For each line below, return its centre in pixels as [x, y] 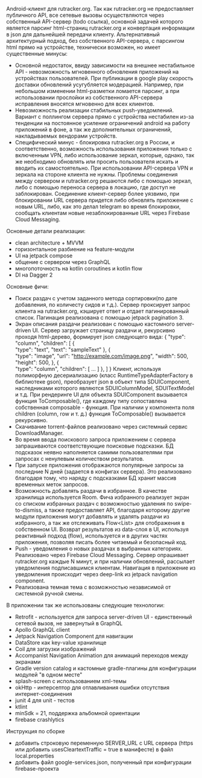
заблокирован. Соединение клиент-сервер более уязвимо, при [97, 194]
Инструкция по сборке [36, 731]
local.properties [34, 756]
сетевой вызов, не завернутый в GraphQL [69, 623]
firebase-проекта [37, 769]
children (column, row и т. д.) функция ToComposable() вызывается [100, 414]
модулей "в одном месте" [49, 675]
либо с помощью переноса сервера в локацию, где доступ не [95, 187]
